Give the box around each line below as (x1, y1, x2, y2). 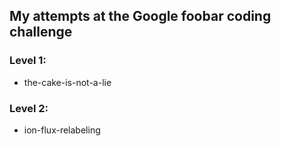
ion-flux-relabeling (23, 124, 101, 136)
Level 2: (9, 101, 49, 115)
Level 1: (9, 54, 47, 68)
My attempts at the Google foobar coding (9, 8, 272, 25)
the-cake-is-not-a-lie (23, 76, 112, 88)
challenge (9, 24, 73, 41)
